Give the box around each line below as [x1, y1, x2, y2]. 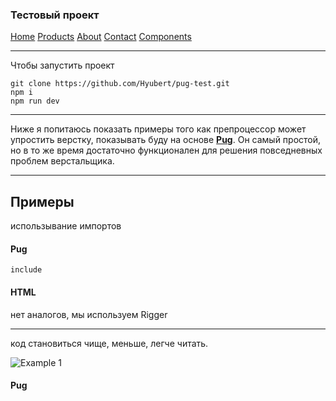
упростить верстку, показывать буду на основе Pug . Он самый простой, [10, 134, 322, 146]
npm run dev [10, 96, 60, 107]
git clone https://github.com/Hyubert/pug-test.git [10, 79, 230, 89]
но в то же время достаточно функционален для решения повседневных [10, 144, 323, 157]
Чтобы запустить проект [10, 59, 115, 72]
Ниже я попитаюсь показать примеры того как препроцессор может [10, 123, 307, 135]
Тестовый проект [10, 8, 100, 22]
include [10, 265, 43, 275]
